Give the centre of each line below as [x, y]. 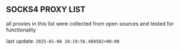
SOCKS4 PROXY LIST [46, 10]
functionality [21, 30]
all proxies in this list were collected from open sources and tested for [90, 23]
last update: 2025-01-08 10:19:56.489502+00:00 [63, 41]
